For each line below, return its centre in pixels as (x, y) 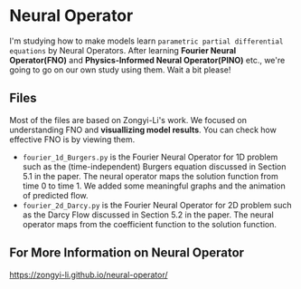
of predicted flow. (55, 195)
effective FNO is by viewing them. (72, 139)
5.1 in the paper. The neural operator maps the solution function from (150, 176)
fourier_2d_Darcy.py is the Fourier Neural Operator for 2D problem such (157, 205)
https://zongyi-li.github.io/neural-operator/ (89, 275)
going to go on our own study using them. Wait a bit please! (120, 70)
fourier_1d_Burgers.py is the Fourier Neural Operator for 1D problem (150, 157)
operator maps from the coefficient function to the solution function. (150, 224)
